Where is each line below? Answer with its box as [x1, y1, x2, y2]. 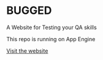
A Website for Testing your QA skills [6, 24, 97, 31]
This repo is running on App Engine [6, 35, 96, 42]
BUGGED [6, 4, 52, 18]
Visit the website [6, 47, 48, 55]
